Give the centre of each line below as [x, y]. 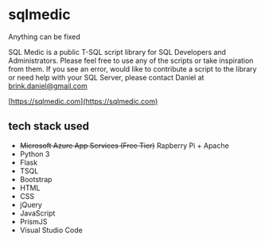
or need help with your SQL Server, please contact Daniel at [106, 77]
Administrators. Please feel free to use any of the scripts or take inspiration [131, 60]
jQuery [31, 204]
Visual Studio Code [51, 230]
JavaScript [37, 213]
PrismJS [33, 221]
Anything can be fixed [45, 37]
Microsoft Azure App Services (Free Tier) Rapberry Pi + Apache [124, 146]
